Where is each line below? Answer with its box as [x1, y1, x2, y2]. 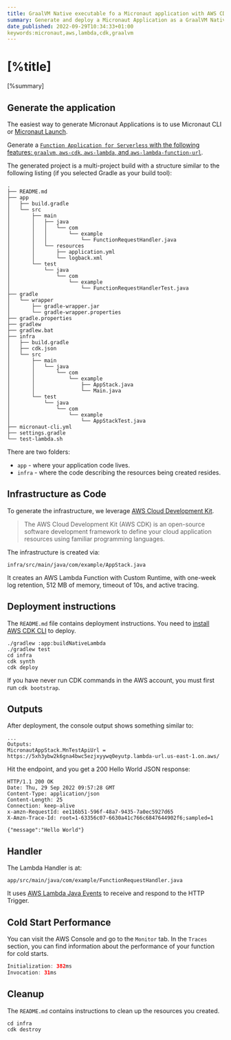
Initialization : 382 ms [7, 963, 72, 970]
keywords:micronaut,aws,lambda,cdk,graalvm [7, 29, 134, 37]
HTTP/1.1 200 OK [7, 779, 54, 786]
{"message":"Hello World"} [7, 827, 85, 834]
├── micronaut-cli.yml [7, 423, 72, 430]
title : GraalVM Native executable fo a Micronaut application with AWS [7, 10, 217, 17]
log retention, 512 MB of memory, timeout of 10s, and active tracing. [7, 581, 199, 589]
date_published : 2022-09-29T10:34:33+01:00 [7, 23, 134, 30]
